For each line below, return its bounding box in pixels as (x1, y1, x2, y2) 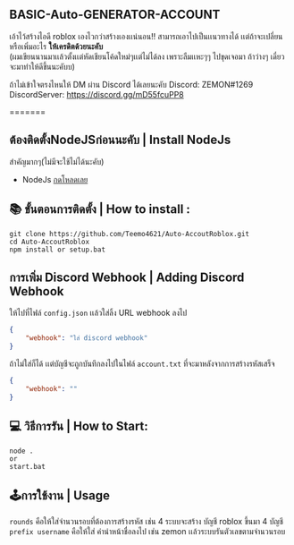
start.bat (9, 463, 46, 472)
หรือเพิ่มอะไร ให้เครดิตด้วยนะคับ (9, 40, 104, 52)
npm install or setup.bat (9, 245, 105, 254)
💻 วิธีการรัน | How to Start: (9, 418, 149, 433)
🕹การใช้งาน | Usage (9, 488, 110, 503)
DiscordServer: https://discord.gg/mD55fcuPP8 (9, 89, 185, 99)
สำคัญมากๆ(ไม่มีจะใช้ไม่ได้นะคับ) (9, 156, 105, 166)
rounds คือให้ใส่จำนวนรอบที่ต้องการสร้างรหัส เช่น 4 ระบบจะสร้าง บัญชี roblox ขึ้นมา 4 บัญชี (9, 516, 284, 527)
